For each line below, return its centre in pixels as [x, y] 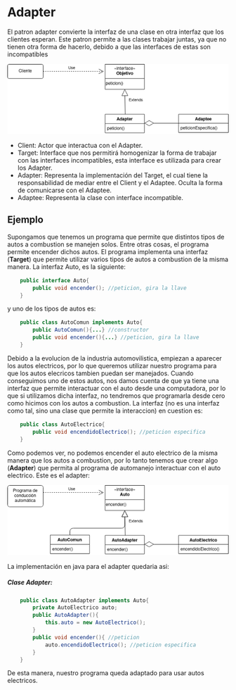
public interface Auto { [55, 280]
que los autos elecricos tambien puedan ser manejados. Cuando [100, 373]
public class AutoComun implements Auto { [81, 322]
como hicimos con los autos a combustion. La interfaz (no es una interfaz [113, 403]
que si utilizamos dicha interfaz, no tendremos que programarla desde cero [116, 396]
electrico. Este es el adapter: [48, 475]
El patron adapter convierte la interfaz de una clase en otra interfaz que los [116, 32]
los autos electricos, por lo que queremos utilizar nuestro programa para [112, 365]
